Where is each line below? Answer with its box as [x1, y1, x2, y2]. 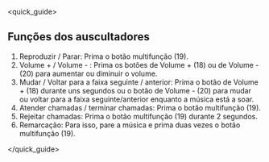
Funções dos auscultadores [7, 30, 150, 44]
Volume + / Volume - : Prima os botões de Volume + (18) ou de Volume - [19, 60, 259, 69]
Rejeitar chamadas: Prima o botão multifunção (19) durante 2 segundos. [19, 111, 259, 121]
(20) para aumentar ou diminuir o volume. [19, 69, 158, 78]
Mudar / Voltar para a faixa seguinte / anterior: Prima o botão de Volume [19, 77, 259, 87]
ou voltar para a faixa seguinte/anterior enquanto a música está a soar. [19, 94, 255, 104]
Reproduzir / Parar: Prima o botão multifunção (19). [19, 52, 188, 61]
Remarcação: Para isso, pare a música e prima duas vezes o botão [19, 120, 241, 130]
